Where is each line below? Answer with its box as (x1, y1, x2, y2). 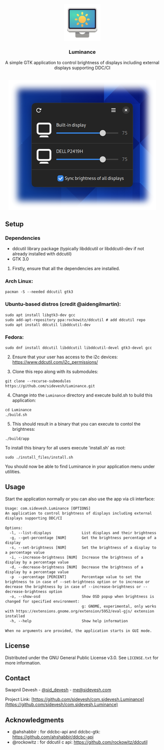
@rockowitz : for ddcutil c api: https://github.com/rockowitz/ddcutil (12, 739, 148, 745)
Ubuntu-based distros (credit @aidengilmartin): (5, 301, 121, 307)
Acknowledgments (5, 716, 65, 724)
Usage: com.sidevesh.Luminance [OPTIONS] (5, 506, 91, 511)
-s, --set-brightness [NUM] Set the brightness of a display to (9, 545, 157, 550)
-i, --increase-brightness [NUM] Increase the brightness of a (9, 555, 143, 560)
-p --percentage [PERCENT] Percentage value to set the (9, 574, 141, 579)
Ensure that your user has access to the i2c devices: (12, 354, 118, 360)
